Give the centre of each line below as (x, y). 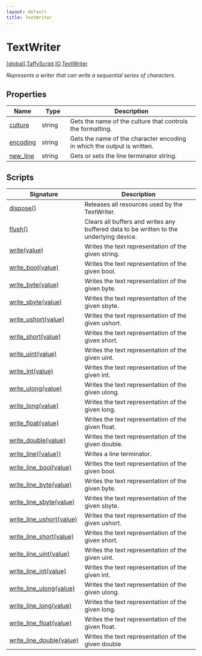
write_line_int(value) (38, 571)
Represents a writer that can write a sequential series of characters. (91, 75)
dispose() (23, 208)
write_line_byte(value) (41, 485)
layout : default (26, 12)
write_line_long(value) (41, 606)
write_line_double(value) (44, 640)
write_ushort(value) (37, 319)
